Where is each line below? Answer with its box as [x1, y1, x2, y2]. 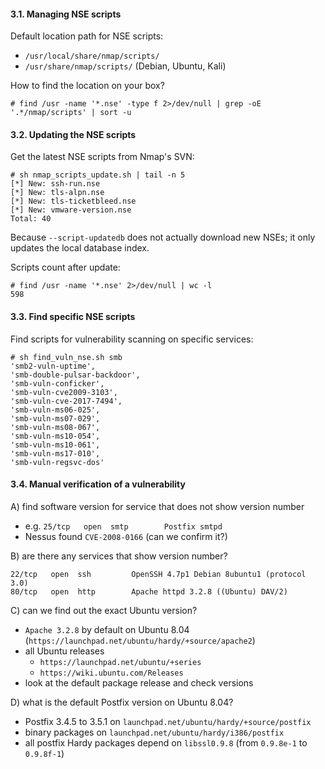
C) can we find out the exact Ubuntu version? [10, 604, 198, 616]
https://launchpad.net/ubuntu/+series [39, 657, 202, 667]
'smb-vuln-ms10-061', [10, 440, 101, 450]
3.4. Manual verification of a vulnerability [10, 478, 186, 490]
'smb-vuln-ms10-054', [10, 431, 101, 441]
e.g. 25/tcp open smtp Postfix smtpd [24, 520, 223, 532]
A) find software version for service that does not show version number [10, 500, 305, 512]
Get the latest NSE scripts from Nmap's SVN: [10, 151, 195, 163]
